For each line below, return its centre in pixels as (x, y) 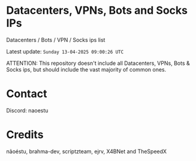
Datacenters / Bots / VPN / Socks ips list (56, 40)
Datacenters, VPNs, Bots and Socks (97, 11)
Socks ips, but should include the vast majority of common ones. (86, 69)
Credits (25, 135)
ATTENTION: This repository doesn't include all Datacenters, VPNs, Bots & (98, 63)
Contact (27, 94)
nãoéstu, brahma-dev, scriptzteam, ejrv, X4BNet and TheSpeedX (86, 151)
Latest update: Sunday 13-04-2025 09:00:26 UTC (65, 51)
